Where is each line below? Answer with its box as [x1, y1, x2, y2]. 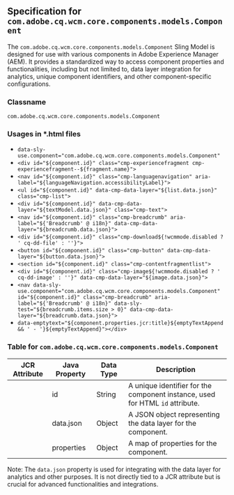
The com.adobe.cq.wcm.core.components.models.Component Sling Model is [7, 42, 215, 51]
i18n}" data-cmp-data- [92, 220, 158, 227]
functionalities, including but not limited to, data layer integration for [7, 64, 202, 73]
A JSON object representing [128, 409, 221, 419]
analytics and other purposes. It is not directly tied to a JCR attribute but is [7, 472, 221, 481]
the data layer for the [128, 418, 197, 428]
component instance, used [128, 389, 216, 399]
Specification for [7, 6, 82, 17]
